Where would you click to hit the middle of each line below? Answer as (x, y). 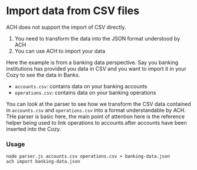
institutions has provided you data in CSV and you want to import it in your (96, 68)
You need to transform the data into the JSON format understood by (97, 38)
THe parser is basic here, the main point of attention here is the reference (96, 116)
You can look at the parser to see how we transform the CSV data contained (98, 104)
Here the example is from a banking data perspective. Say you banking (92, 62)
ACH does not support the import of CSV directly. (66, 27)
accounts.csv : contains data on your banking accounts (81, 86)
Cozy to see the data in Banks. (43, 75)
